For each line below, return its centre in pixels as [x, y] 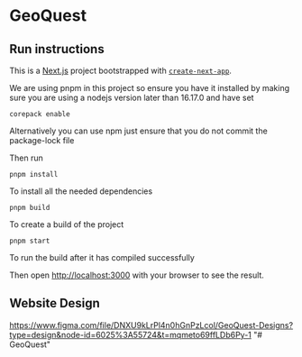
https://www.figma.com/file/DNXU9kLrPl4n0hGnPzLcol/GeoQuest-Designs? [151, 325]
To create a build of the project [67, 224]
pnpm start [30, 241]
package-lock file [42, 140]
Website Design [55, 303]
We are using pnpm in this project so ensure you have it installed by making [150, 88]
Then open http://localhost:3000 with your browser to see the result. [137, 275]
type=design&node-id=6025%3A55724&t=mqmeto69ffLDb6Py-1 [131, 334]
